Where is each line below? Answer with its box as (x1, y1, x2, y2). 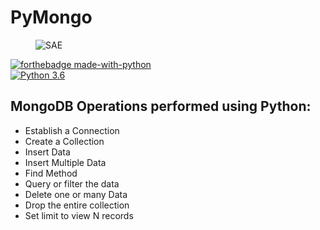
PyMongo (10, 6, 93, 29)
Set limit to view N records (24, 209, 134, 221)
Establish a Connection (24, 124, 120, 136)
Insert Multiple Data (24, 156, 107, 168)
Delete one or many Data (24, 188, 128, 200)
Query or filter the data (24, 177, 120, 190)
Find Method (24, 167, 78, 179)
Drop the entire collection (24, 199, 130, 211)
